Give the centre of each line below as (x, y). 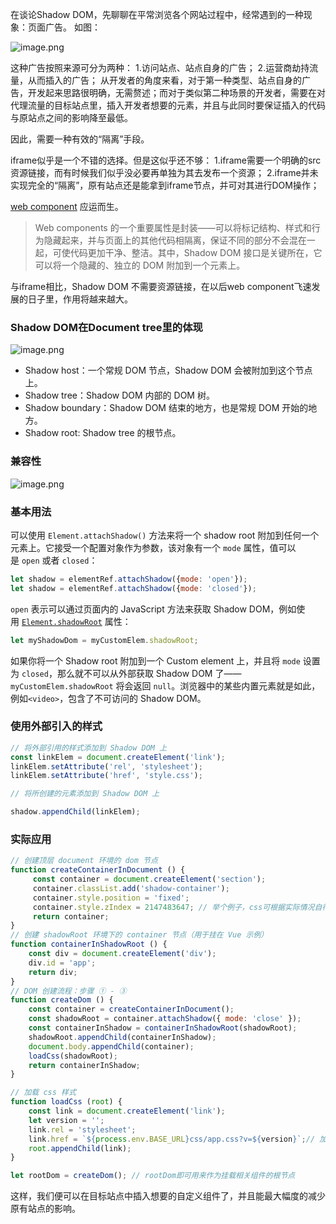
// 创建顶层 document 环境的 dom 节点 (84, 861)
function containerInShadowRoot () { (89, 944)
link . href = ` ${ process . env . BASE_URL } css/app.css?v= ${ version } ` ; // (172, 1139)
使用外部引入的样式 (56, 726)
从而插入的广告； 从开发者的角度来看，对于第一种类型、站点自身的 (164, 80)
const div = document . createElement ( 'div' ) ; (122, 954)
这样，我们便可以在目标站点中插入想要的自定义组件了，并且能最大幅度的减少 (168, 1196)
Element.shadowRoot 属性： (76, 621)
